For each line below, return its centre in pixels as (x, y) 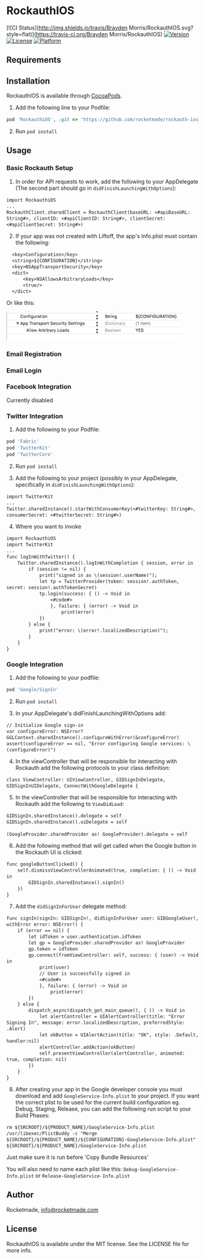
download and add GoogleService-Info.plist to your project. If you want (107, 1096)
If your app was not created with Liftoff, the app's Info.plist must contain (106, 236)
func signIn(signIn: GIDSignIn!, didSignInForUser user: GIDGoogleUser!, (103, 918)
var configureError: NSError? (45, 731)
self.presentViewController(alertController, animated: (112, 1053)
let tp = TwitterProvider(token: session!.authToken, (109, 581)
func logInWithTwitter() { (41, 557)
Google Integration (35, 664)
